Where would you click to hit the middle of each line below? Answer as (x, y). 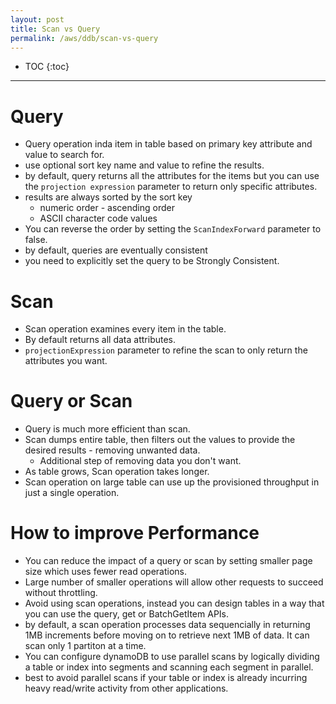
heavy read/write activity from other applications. (126, 688)
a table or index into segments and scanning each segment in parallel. (169, 667)
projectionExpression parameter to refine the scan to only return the (166, 350)
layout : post (37, 19)
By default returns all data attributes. (100, 340)
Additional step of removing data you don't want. (140, 461)
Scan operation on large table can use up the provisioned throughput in (172, 482)
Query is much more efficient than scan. (107, 429)
